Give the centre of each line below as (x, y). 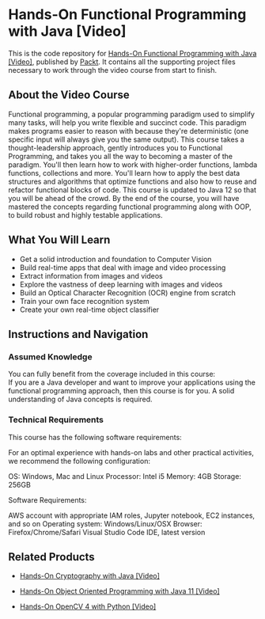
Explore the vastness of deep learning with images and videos (121, 284)
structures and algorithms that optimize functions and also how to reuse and (132, 181)
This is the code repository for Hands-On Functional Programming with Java (132, 53)
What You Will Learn (59, 240)
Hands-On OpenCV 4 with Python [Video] (88, 606)
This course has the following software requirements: (95, 437)
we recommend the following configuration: (79, 461)
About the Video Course (69, 95)
